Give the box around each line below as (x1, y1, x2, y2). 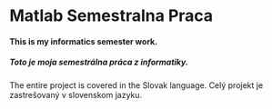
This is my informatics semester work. (9, 35, 158, 46)
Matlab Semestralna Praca (9, 5, 214, 26)
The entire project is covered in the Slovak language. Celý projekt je (9, 79, 264, 91)
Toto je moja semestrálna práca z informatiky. (9, 56, 189, 68)
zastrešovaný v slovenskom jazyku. (9, 89, 143, 100)
